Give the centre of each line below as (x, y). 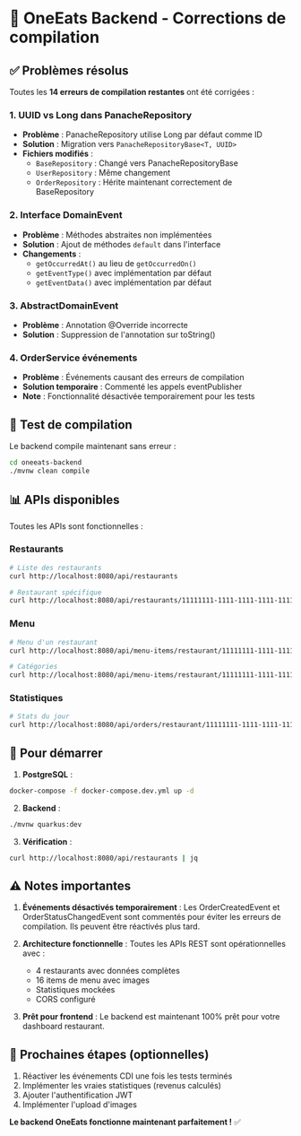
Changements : (52, 254)
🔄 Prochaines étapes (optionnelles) (109, 1054)
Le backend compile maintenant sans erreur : (93, 446)
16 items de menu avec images (93, 980)
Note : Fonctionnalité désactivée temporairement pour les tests (138, 396)
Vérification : (47, 841)
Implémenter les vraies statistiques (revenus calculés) (122, 1086)
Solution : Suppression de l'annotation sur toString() (119, 334)
